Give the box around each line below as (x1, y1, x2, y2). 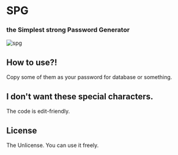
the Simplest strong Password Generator (6, 26, 130, 34)
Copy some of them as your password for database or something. (6, 74, 172, 81)
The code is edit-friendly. (6, 108, 70, 115)
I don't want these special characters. (6, 91, 154, 102)
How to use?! (6, 57, 57, 67)
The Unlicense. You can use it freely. (6, 142, 99, 149)
